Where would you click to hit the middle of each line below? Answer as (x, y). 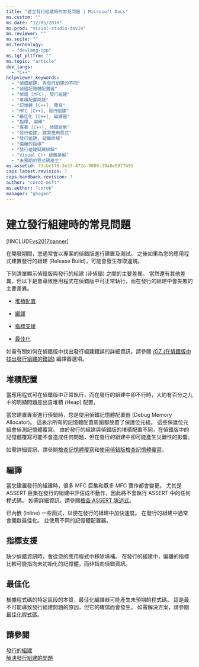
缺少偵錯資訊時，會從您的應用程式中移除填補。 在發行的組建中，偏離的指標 (98, 556)
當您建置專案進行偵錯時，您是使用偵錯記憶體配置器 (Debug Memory (89, 415)
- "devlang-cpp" (31, 50)
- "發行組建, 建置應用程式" (42, 133)
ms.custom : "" (24, 17)
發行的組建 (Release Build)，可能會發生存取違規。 (82, 261)
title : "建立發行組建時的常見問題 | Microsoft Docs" (67, 12)
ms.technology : (25, 45)
